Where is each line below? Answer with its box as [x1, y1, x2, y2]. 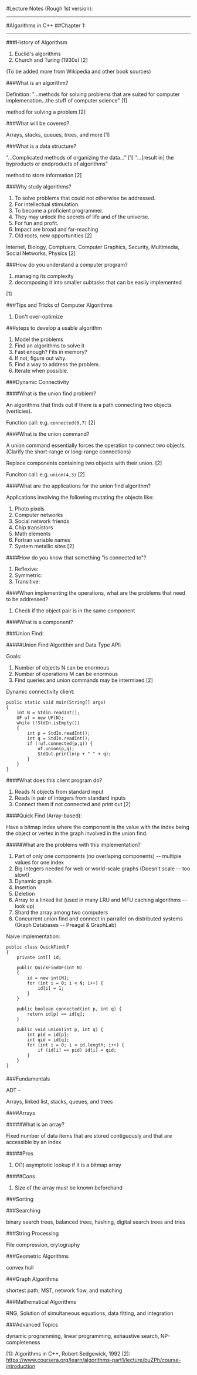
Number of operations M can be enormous [14, 671, 118, 677]
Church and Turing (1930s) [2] [14, 57, 88, 64]
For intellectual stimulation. [14, 201, 80, 208]
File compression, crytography [6, 1241, 80, 1248]
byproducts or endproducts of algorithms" [6, 160, 108, 167]
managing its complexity [14, 273, 74, 279]
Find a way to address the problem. [14, 361, 101, 367]
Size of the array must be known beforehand [14, 1184, 123, 1191]
